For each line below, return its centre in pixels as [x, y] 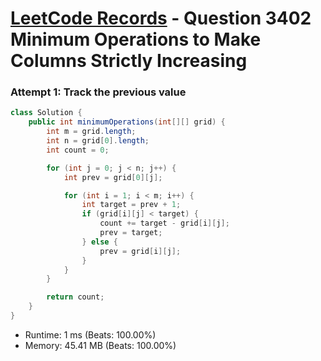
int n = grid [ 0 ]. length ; [98, 141]
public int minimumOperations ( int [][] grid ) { [127, 122]
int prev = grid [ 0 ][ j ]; [113, 177]
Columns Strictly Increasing [129, 61]
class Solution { [46, 113]
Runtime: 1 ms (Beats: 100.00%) [90, 334]
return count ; [75, 297]
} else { [99, 242]
